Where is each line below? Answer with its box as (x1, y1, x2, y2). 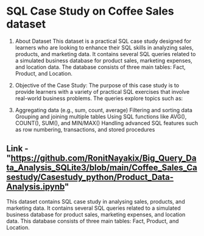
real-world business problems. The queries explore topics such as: (15, 95, 183, 102)
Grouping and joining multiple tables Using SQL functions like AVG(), (15, 113, 187, 120)
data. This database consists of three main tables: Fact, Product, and (6, 217, 179, 224)
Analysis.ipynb (6, 182, 65, 192)
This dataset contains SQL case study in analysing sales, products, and (6, 198, 185, 205)
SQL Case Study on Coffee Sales (6, 4, 175, 18)
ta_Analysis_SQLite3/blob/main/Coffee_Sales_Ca (6, 163, 198, 173)
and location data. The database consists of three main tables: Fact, (15, 63, 186, 71)
